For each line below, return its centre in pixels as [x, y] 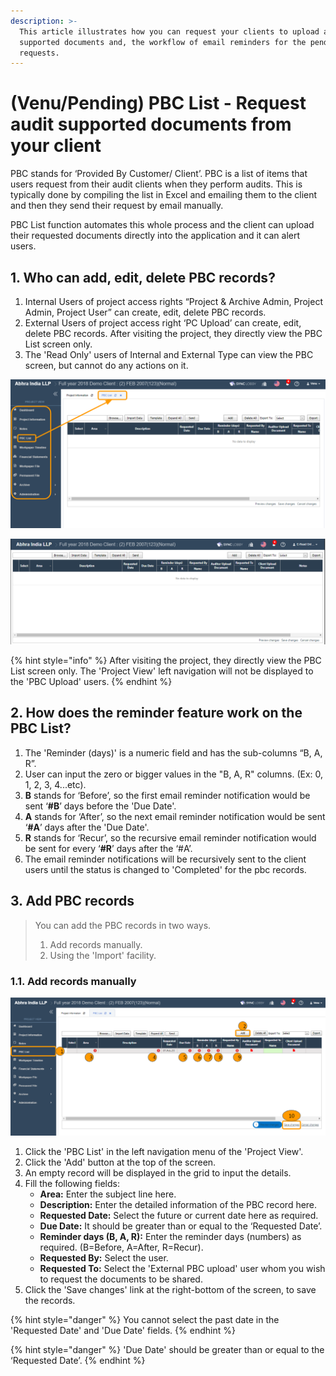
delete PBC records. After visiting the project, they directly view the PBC [173, 333]
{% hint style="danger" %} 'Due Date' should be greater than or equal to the [167, 1349]
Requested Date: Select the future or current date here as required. [179, 1215]
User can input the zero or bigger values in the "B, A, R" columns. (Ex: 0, [174, 774]
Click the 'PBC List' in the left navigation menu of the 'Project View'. [164, 1151]
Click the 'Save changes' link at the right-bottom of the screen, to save [170, 1289]
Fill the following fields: [72, 1183]
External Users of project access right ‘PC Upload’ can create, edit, [163, 323]
